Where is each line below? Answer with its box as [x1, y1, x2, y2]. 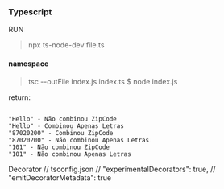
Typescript [8, 6, 52, 18]
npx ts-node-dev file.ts [27, 40, 105, 50]
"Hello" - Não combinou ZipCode [8, 115, 117, 123]
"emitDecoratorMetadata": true [8, 172, 111, 183]
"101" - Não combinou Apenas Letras [8, 150, 131, 158]
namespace [8, 59, 49, 68]
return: [8, 92, 31, 102]
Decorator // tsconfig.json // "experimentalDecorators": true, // [8, 164, 216, 174]
